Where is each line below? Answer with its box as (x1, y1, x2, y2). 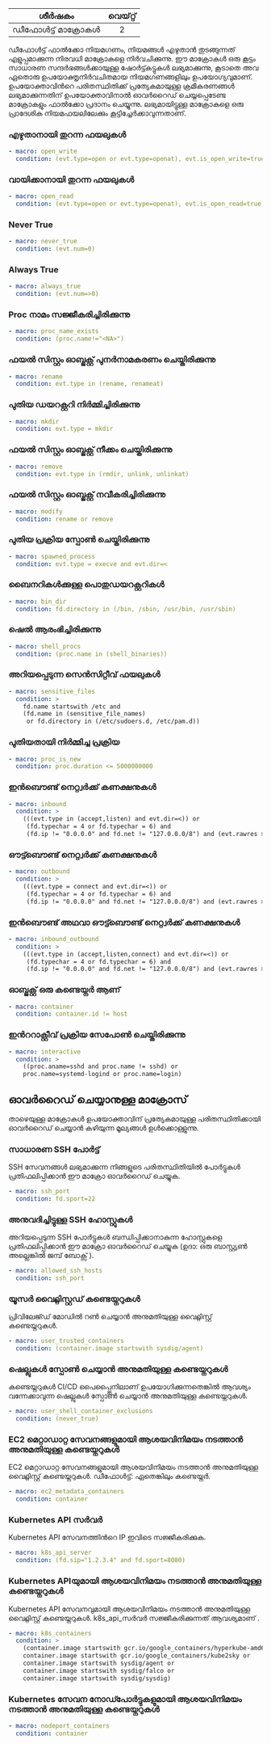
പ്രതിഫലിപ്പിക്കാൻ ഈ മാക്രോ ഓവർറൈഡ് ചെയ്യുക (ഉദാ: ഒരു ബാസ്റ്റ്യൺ (8, 1241, 248, 1252)
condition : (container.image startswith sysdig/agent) (15, 1345, 204, 1353)
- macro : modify (8, 507, 63, 516)
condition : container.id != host (15, 1010, 128, 1018)
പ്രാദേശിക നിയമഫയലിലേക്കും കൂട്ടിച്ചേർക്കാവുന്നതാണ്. (8, 108, 187, 118)
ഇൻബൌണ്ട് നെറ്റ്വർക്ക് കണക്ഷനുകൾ (8, 782, 156, 793)
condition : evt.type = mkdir (15, 424, 114, 433)
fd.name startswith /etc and (23, 703, 121, 711)
